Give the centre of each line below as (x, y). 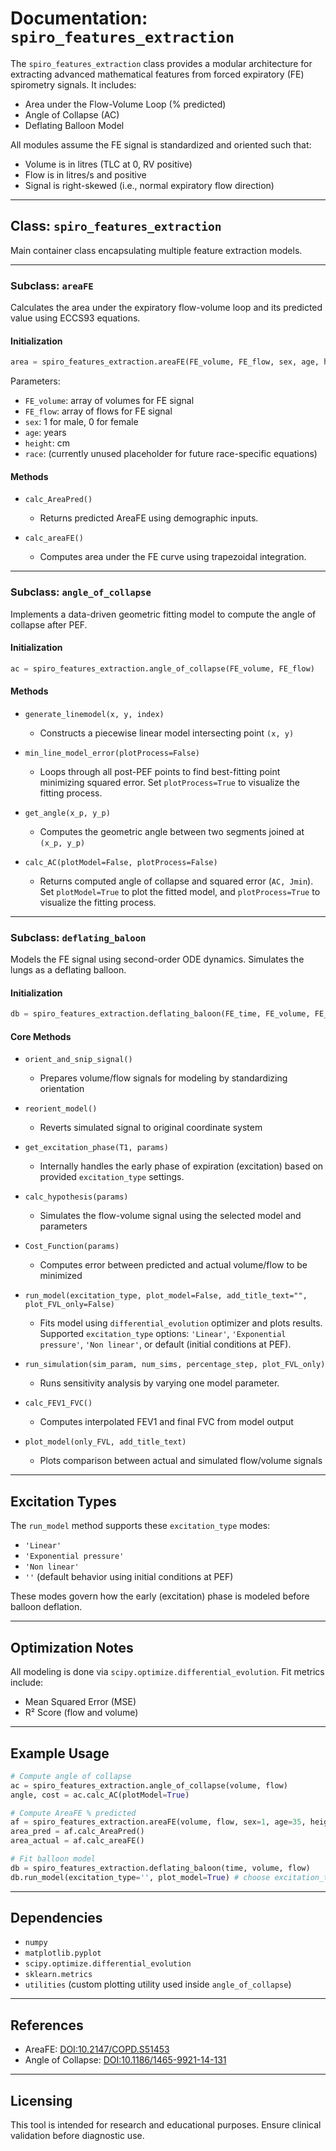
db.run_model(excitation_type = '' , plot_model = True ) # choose (140, 1877)
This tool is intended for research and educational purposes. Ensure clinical (166, 2125)
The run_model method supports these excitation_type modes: (140, 1526)
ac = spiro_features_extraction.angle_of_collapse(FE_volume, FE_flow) (162, 668)
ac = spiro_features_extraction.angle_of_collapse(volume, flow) (149, 1785)
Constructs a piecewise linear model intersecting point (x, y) (167, 733)
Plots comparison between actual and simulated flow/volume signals (181, 1461)
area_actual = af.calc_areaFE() (77, 1841)
